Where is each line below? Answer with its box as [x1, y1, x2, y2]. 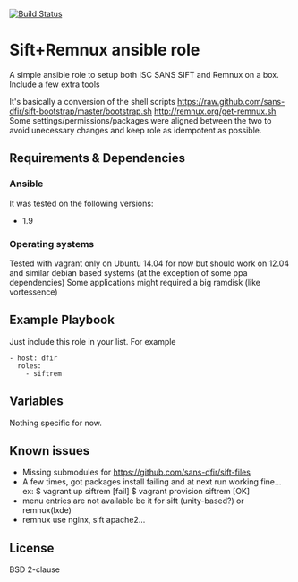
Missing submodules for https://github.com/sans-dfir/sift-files [21, 466, 251, 478]
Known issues [9, 443, 90, 458]
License [9, 540, 55, 555]
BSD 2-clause [9, 564, 61, 575]
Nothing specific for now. [9, 417, 103, 428]
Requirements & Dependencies [9, 150, 186, 166]
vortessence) [9, 287, 58, 297]
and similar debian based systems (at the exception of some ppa [9, 267, 248, 278]
